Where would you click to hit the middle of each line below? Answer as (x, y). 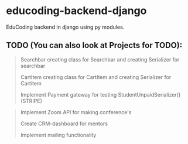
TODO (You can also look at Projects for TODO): (94, 45)
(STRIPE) (31, 101)
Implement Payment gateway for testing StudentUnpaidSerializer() (100, 94)
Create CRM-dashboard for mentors (64, 124)
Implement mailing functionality (58, 135)
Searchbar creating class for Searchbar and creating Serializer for (100, 59)
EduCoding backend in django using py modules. (65, 27)
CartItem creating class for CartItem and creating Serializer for (96, 77)
